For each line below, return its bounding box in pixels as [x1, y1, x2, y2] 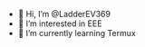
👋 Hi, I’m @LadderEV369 [17, 9, 111, 19]
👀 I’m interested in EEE [17, 18, 102, 29]
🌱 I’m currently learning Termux [17, 28, 136, 38]
